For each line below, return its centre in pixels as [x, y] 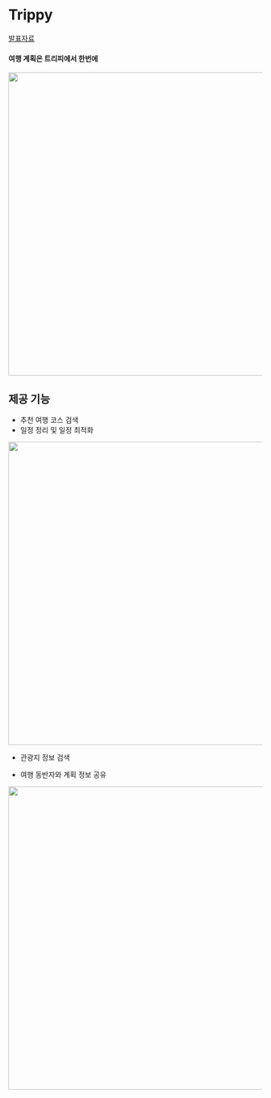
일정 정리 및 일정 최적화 [57, 429]
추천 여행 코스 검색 [49, 420]
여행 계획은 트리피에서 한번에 [53, 58]
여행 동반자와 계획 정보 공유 [63, 775]
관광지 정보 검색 [45, 757]
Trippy [31, 15]
